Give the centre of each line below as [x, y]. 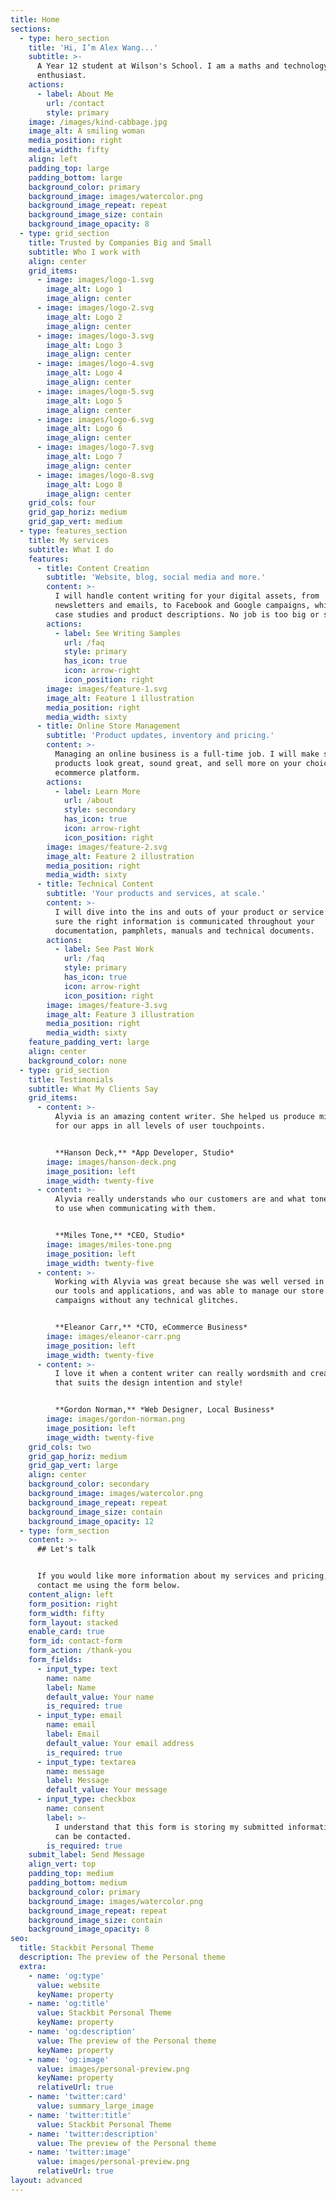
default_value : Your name [100, 1697]
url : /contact [75, 103]
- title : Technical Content [95, 884]
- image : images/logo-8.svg [95, 475]
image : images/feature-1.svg [107, 689]
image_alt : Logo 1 [84, 289]
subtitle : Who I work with [84, 252]
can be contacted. [93, 1836]
